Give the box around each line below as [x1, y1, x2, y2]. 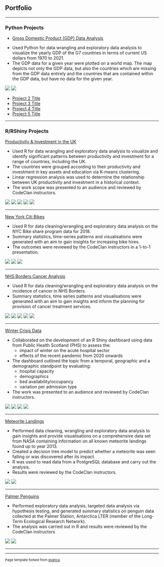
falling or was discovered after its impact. [12, 454, 96, 460]
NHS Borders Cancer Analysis [5, 273, 65, 279]
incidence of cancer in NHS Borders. [12, 288, 86, 294]
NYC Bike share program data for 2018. [12, 229, 91, 234]
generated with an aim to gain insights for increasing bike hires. [12, 239, 140, 245]
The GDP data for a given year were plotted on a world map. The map [12, 61, 152, 66]
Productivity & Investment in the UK [5, 139, 77, 145]
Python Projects [5, 24, 44, 31]
